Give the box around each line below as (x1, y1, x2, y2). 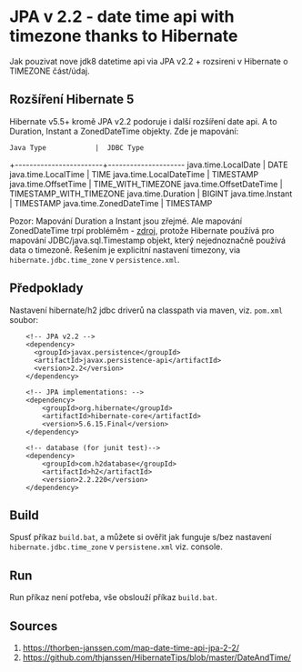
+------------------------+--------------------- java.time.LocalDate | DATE (9, 159, 288, 170)
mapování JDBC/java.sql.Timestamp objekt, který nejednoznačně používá (9, 235, 287, 246)
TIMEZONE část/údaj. (9, 65, 90, 76)
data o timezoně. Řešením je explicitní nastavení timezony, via (9, 244, 241, 256)
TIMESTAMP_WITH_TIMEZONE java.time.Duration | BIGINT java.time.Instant (9, 188, 293, 199)
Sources (9, 618, 58, 634)
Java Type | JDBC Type (9, 143, 145, 152)
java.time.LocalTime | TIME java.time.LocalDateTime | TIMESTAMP (9, 168, 259, 179)
